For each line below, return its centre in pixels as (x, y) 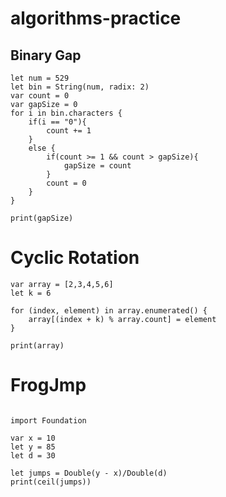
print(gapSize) (42, 218)
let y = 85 (33, 447)
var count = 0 (40, 96)
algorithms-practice (96, 18)
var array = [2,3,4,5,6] (62, 284)
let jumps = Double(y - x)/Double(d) (89, 473)
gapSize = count (97, 166)
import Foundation (48, 420)
